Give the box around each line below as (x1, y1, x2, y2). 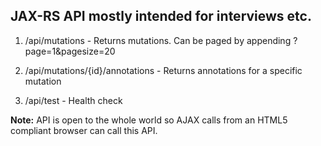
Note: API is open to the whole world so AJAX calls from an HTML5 (10, 114, 288, 126)
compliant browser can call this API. (10, 124, 158, 136)
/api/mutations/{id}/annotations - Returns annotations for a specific (24, 64, 303, 76)
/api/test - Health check (24, 94, 123, 106)
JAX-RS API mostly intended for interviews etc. (10, 8, 312, 25)
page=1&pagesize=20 (24, 45, 116, 57)
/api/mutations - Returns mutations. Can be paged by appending (24, 34, 292, 46)
